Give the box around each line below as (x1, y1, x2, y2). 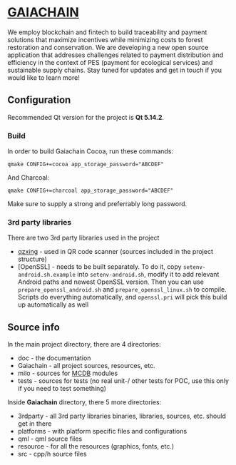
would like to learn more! (7, 73, 80, 82)
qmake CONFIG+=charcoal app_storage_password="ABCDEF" (7, 187, 174, 195)
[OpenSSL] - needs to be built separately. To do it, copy (17, 262, 182, 271)
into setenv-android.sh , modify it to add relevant (77, 270, 220, 279)
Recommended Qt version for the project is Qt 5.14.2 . (7, 113, 165, 121)
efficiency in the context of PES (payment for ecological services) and (7, 58, 213, 66)
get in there (17, 419, 52, 428)
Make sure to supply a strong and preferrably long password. (7, 200, 188, 208)
